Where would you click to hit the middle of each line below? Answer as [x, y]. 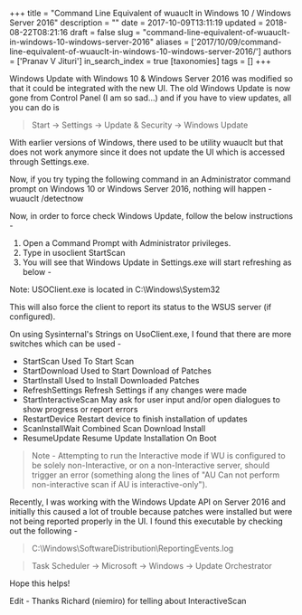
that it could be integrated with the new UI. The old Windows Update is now [150, 88]
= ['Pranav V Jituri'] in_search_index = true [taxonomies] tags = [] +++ [140, 61]
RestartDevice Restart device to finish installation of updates [135, 419]
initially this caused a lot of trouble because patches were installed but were [151, 511]
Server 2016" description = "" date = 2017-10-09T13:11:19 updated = [137, 23]
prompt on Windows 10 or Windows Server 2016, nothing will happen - [141, 189]
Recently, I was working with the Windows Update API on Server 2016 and [148, 502]
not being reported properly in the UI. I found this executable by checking [146, 521]
